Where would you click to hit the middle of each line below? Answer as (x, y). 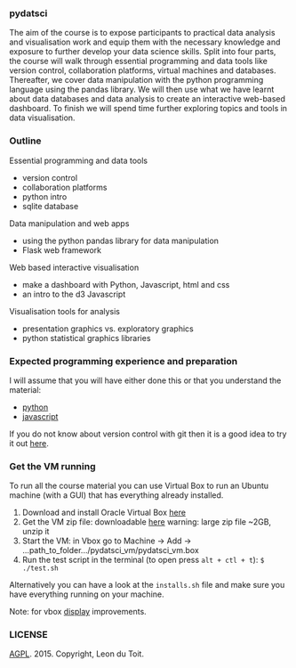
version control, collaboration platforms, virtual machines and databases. (143, 70)
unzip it (36, 532)
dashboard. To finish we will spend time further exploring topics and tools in (148, 109)
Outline (25, 141)
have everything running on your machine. (87, 594)
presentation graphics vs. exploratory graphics (108, 329)
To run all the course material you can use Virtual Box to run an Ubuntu (139, 486)
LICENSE (29, 635)
